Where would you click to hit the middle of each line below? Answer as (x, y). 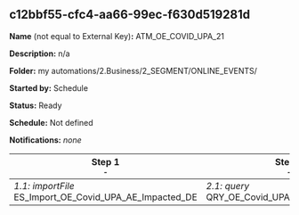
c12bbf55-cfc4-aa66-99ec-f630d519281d (130, 15)
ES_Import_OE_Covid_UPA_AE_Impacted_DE (105, 197)
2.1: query (228, 186)
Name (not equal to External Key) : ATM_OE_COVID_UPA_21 (117, 36)
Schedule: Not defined (51, 122)
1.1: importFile (44, 186)
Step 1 (105, 161)
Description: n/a (40, 54)
